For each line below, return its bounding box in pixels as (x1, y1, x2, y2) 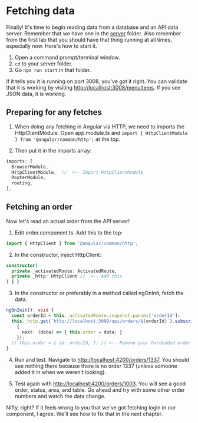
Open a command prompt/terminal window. (14, 54, 120, 61)
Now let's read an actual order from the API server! (6, 217, 130, 224)
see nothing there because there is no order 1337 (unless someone (14, 362, 178, 369)
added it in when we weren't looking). (14, 369, 107, 376)
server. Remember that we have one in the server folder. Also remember (6, 29, 181, 37)
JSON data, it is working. (6, 90, 67, 97)
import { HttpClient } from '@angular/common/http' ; (6, 240, 138, 246)
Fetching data (6, 4, 75, 18)
